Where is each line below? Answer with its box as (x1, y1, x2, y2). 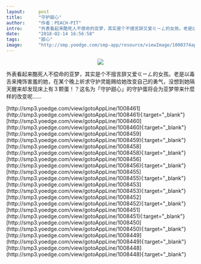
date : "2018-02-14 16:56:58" (6, 31, 95, 37)
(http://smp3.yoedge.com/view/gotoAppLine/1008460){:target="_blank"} (6, 124, 187, 131)
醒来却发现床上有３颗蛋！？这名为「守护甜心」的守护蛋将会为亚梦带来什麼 (11, 85, 195, 93)
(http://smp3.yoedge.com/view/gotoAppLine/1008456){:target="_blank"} (6, 162, 187, 169)
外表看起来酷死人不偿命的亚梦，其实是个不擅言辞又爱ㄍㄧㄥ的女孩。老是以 (6, 70, 190, 78)
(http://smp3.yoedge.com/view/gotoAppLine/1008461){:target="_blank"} (6, 111, 185, 118)
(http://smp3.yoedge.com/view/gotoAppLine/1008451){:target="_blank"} (6, 213, 185, 220)
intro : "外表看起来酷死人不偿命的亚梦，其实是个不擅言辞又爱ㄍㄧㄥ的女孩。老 (6, 25, 188, 32)
